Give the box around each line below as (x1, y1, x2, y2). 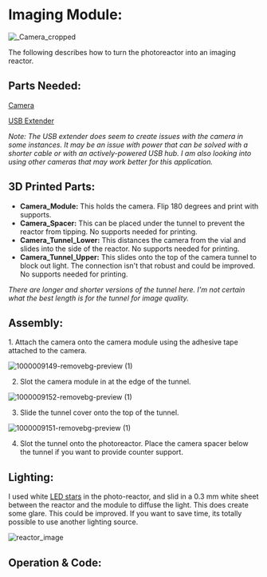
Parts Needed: (8, 79, 81, 93)
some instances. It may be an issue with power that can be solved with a (8, 140, 249, 149)
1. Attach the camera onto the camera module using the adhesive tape (8, 337, 239, 347)
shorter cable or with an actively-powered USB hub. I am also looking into (8, 148, 252, 157)
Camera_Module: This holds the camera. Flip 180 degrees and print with (19, 201, 259, 211)
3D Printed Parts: (8, 180, 96, 193)
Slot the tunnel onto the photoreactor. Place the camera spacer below (19, 439, 249, 448)
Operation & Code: (8, 555, 102, 569)
